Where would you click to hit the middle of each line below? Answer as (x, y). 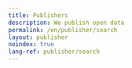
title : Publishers (38, 15)
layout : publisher (38, 37)
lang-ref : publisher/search (54, 52)
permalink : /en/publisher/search (63, 30)
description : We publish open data (66, 23)
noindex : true (31, 45)
